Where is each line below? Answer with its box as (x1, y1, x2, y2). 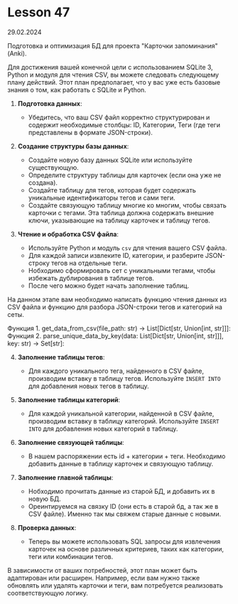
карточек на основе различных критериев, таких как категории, (28, 544, 224, 553)
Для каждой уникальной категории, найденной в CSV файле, (28, 409, 215, 418)
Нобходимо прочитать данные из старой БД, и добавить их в (28, 487, 215, 495)
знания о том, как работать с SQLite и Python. (7, 85, 147, 94)
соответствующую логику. (7, 588, 89, 597)
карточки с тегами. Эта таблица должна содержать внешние (28, 208, 215, 217)
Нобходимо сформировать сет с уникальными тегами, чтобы (28, 266, 215, 274)
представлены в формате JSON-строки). (28, 128, 153, 136)
